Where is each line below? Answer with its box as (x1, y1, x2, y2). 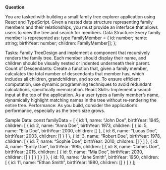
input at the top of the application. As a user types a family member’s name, (5, 92, 160, 98)
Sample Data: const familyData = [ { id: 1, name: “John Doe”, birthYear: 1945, (5, 117, 160, 123)
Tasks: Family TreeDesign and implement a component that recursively (5, 50, 150, 56)
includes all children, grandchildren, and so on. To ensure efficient (5, 76, 140, 82)
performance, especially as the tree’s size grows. (5, 108, 106, 113)
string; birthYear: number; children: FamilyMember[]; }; (5, 40, 117, 46)
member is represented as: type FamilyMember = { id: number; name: (5, 35, 148, 41)
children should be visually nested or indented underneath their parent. (5, 60, 150, 66)
